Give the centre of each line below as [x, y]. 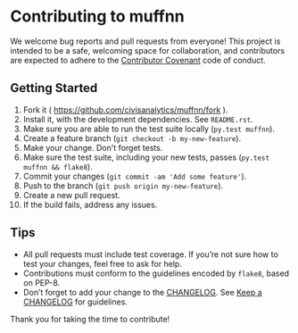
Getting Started [54, 88]
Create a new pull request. [71, 195]
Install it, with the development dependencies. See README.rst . [138, 119]
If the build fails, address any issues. [90, 204]
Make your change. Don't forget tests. [93, 147]
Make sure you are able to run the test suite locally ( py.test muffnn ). [149, 129]
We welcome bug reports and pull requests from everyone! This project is [145, 41]
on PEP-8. [41, 282]
